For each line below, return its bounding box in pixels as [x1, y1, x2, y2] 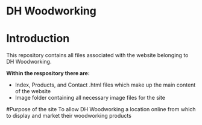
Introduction [6, 32, 70, 46]
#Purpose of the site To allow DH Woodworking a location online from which [6, 106, 196, 113]
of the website [14, 88, 51, 95]
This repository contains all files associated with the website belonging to [6, 52, 189, 59]
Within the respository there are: [6, 70, 90, 77]
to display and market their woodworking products [6, 112, 131, 120]
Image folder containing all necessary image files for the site [14, 94, 166, 102]
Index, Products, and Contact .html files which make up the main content [14, 81, 196, 88]
